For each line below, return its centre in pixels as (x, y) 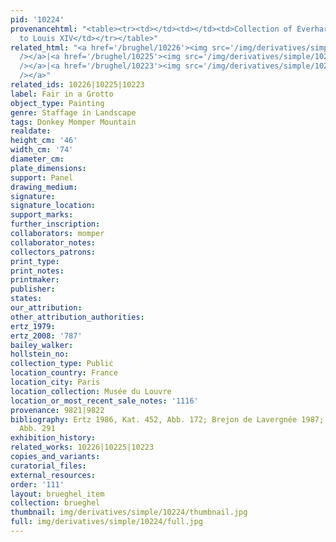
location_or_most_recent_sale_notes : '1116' (104, 401)
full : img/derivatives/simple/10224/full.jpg (106, 522)
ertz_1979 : (33, 326)
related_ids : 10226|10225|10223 (77, 85)
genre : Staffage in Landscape (73, 112)
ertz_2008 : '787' (46, 336)
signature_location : (53, 206)
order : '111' (37, 484)
